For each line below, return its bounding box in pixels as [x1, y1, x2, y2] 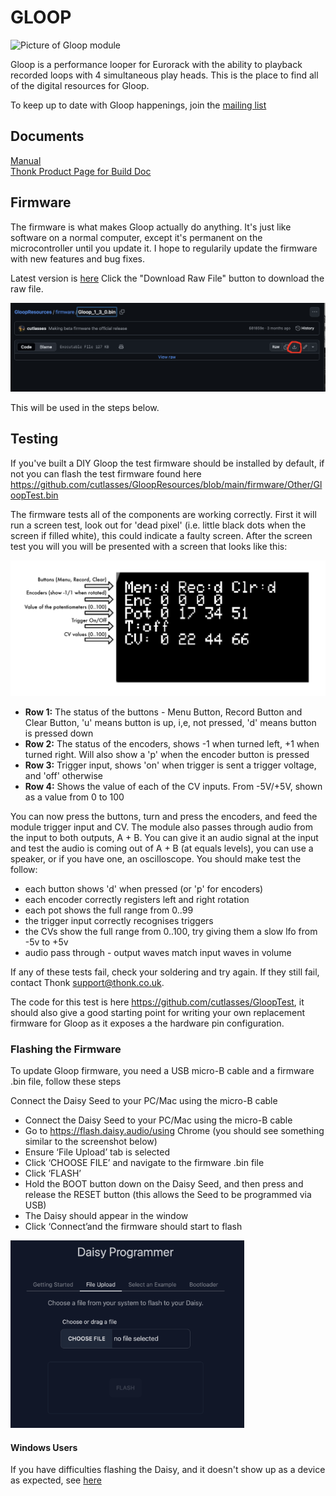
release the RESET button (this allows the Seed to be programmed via [24, 1188, 312, 1200]
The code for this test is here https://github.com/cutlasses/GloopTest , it [10, 996, 305, 1008]
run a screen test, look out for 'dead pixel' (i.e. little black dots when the [10, 519, 307, 531]
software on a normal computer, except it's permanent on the [10, 231, 263, 243]
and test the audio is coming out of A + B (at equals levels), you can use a [10, 842, 314, 854]
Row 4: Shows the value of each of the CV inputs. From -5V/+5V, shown [24, 780, 323, 792]
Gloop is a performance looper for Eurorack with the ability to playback [10, 58, 303, 70]
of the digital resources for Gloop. [10, 79, 150, 91]
